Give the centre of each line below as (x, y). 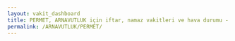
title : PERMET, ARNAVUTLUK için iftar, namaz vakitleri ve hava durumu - (118, 20)
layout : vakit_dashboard (44, 14)
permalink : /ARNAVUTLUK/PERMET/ (55, 26)
